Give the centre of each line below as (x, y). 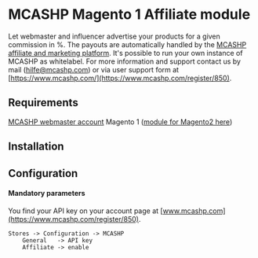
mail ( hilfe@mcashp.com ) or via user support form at (93, 69)
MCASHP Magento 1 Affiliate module (129, 15)
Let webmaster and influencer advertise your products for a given (114, 36)
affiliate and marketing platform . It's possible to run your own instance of (125, 53)
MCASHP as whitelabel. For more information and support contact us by (125, 61)
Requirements (43, 103)
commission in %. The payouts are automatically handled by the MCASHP (127, 44)
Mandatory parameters (47, 193)
